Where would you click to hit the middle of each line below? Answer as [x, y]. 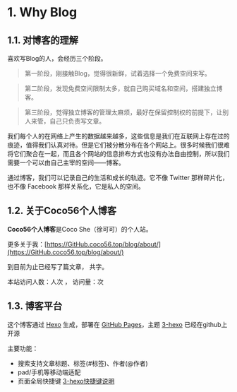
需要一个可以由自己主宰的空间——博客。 [66, 162]
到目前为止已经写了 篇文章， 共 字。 [57, 266]
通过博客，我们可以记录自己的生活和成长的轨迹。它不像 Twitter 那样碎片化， [118, 178]
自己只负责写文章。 [77, 121]
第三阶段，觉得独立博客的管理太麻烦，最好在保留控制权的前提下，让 [123, 112]
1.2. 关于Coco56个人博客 [62, 211]
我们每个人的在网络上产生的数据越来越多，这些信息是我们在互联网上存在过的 [119, 136]
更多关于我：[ [27, 244]
